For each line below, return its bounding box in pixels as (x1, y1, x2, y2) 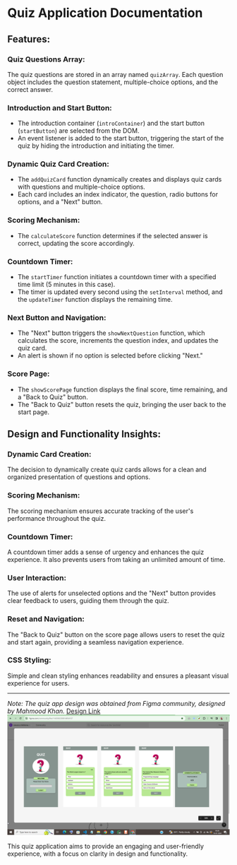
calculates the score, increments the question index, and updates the (17, 336, 219, 345)
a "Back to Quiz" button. (17, 392, 88, 401)
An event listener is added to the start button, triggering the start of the (17, 134, 224, 143)
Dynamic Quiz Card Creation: (7, 159, 109, 169)
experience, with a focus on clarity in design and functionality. (7, 849, 188, 858)
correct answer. (7, 85, 53, 93)
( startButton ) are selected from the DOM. (17, 126, 140, 135)
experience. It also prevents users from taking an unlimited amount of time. (7, 555, 226, 563)
